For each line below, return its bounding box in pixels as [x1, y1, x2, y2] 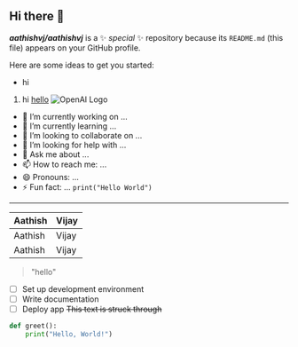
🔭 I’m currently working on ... [21, 111, 128, 122]
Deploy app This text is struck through [21, 304, 162, 314]
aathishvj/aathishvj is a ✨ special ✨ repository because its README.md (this [9, 32, 284, 43]
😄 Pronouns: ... [21, 171, 80, 182]
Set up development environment [21, 283, 145, 294]
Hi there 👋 [9, 9, 65, 24]
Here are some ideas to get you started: [9, 59, 155, 70]
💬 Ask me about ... [21, 148, 90, 160]
